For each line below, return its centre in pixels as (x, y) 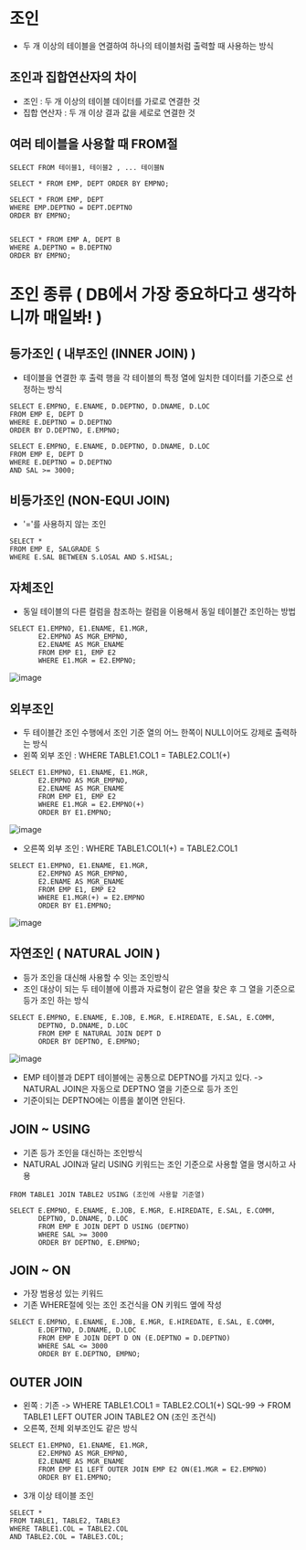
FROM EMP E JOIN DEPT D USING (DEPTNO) (114, 1226)
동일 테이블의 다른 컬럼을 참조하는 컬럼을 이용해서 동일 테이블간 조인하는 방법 (159, 611)
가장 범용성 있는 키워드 (63, 1293)
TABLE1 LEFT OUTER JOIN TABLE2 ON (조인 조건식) (119, 1417)
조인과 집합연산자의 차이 (73, 77)
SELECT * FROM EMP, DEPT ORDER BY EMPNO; (90, 184)
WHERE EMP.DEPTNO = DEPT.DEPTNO (71, 207)
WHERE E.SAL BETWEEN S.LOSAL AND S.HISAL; (91, 557)
